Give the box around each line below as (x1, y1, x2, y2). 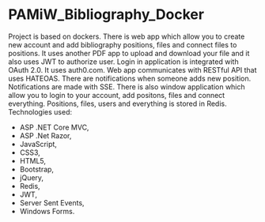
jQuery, (19, 172, 44, 182)
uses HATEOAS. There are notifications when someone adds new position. (8, 73, 252, 83)
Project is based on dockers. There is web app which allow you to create (8, 32, 245, 41)
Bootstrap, (19, 164, 54, 174)
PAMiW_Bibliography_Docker (8, 6, 204, 24)
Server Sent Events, (19, 198, 85, 207)
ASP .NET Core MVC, (19, 122, 89, 132)
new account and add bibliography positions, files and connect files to (8, 40, 237, 49)
